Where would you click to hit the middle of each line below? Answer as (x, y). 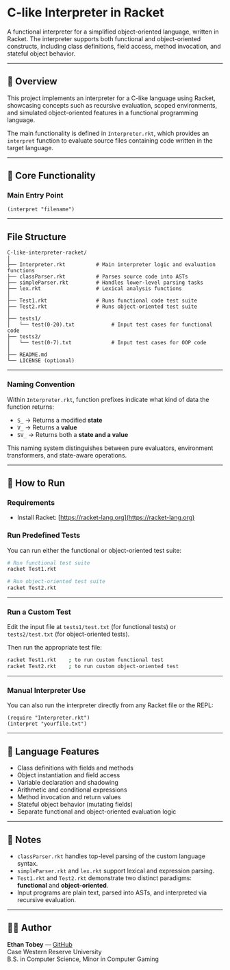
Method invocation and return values (69, 797)
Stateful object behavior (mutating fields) (75, 805)
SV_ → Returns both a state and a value (73, 434)
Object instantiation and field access (68, 775)
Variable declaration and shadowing (67, 783)
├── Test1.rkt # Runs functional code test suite (102, 301)
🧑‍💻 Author (29, 928)
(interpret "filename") (41, 210)
